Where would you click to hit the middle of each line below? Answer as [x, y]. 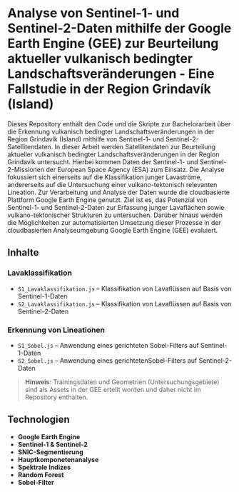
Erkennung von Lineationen [56, 330]
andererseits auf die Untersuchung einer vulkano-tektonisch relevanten [112, 184]
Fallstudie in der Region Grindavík [110, 89]
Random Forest [41, 475]
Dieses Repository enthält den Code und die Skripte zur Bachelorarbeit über [119, 124]
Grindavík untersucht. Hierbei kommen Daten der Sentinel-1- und [103, 161]
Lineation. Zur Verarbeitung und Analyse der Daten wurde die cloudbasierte [119, 192]
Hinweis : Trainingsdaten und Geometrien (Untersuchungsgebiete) [122, 382]
